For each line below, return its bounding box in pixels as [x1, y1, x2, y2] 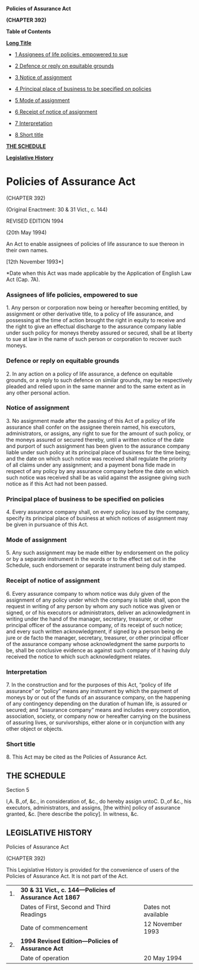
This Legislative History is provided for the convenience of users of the [6, 866, 179, 873]
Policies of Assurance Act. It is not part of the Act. [6, 872, 129, 879]
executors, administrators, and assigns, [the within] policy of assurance [6, 804, 181, 811]
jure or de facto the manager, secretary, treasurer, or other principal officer [6, 634, 189, 641]
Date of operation [20, 953, 69, 962]
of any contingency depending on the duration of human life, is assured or [6, 700, 188, 707]
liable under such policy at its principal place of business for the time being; [6, 448, 191, 455]
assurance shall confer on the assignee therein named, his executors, [6, 423, 176, 431]
